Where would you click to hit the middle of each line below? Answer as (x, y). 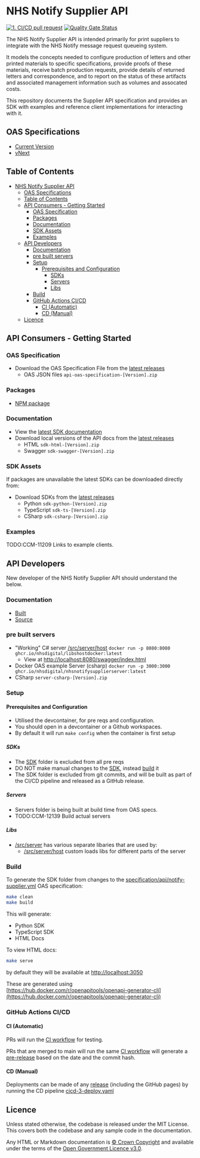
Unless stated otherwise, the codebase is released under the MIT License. (98, 1124)
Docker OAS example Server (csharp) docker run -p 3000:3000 (93, 666)
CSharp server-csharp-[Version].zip (61, 677)
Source (24, 619)
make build (20, 903)
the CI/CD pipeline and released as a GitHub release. (80, 781)
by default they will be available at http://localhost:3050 (75, 972)
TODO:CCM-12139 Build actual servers (62, 816)
